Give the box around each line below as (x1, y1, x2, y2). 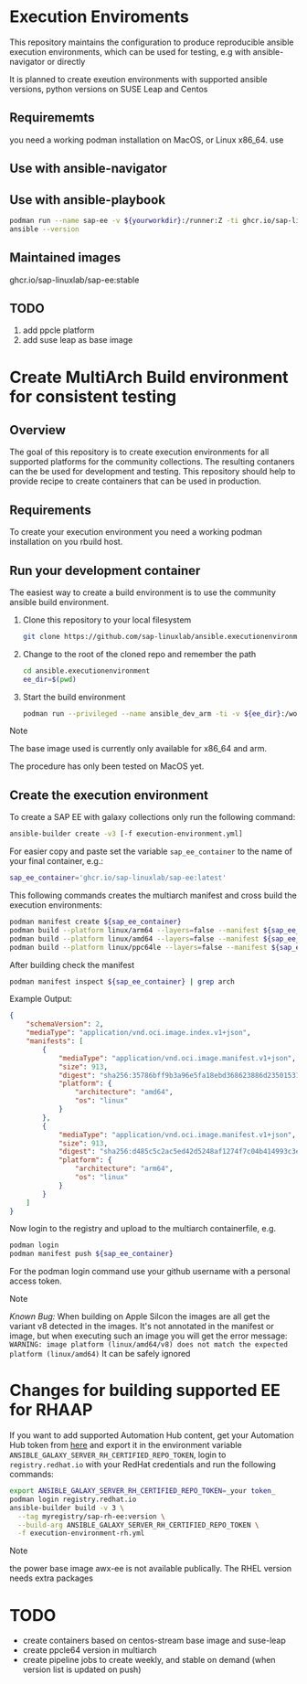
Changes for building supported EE (9, 1380, 281, 1401)
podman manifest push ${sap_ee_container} (9, 1250, 174, 1259)
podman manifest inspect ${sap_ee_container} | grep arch (9, 976, 235, 986)
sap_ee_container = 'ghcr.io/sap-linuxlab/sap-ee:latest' (9, 873, 227, 883)
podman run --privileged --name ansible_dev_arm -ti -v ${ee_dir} (22, 709, 281, 719)
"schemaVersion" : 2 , (26, 1019, 104, 1029)
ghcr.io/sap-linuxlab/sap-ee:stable (9, 274, 140, 285)
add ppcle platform (22, 325, 95, 336)
